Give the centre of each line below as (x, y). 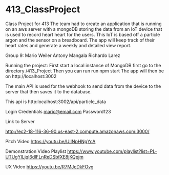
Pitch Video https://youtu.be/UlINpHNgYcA (50, 141)
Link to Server (20, 121)
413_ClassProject (43, 9)
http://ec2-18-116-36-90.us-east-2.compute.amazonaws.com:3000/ (77, 131)
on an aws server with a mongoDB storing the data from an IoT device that (84, 29)
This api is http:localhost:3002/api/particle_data (56, 102)
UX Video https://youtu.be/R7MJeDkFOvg (49, 167)
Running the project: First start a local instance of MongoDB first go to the (83, 65)
